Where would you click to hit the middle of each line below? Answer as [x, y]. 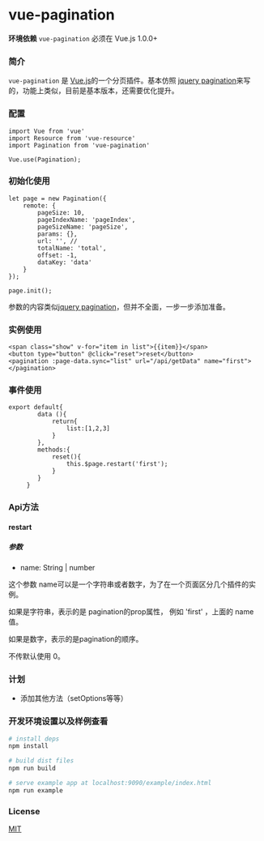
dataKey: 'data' [65, 262]
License [24, 811]
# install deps [34, 739]
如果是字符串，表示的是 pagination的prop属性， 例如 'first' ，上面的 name [131, 611]
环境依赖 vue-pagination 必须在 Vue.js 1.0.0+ [83, 38]
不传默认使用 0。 [36, 656]
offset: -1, [58, 255]
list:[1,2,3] [88, 429]
